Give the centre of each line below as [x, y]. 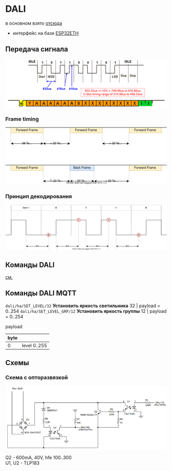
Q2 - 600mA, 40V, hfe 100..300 [39, 458]
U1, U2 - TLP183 [23, 463]
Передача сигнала [37, 49]
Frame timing [22, 119]
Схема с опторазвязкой [37, 378]
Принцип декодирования [39, 197]
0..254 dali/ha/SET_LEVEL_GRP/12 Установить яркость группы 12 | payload [86, 311]
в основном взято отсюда [34, 23]
